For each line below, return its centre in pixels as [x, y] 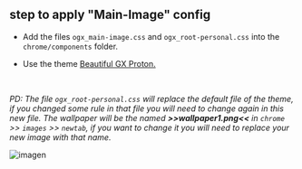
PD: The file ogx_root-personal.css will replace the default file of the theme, [151, 99]
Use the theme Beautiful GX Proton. [89, 63]
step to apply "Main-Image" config [110, 15]
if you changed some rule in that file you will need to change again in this [146, 108]
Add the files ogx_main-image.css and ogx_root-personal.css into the [151, 36]
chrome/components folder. [70, 46]
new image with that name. [60, 137]
